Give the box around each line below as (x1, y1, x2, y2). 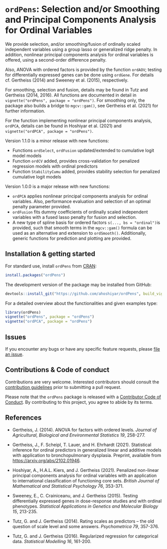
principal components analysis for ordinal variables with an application (12, 472, 157, 478)
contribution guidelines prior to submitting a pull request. (5, 384, 122, 390)
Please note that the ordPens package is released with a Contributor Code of (5, 394, 162, 400)
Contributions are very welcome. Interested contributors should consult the (5, 379, 160, 385)
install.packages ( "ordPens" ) (5, 273, 66, 277)
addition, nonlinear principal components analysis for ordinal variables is (5, 51, 154, 58)
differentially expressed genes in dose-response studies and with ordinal (12, 498, 162, 504)
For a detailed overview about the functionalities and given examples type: (5, 300, 158, 306)
